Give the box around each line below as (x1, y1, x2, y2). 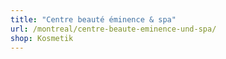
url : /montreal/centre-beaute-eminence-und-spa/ (10, 24, 217, 34)
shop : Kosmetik (10, 33, 74, 43)
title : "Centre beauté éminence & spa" (10, 14, 177, 25)
